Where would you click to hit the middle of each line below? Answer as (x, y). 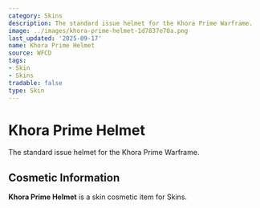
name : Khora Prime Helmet (51, 46)
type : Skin (26, 90)
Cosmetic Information (64, 177)
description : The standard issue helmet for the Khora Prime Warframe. (130, 23)
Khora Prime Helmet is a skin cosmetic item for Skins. (97, 197)
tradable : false (35, 83)
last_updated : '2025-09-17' (55, 38)
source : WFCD (30, 53)
